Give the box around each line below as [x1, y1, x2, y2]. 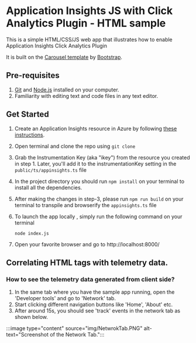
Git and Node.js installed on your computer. [14, 86, 119, 93]
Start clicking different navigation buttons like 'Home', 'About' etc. [14, 301, 173, 308]
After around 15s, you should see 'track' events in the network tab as [14, 307, 180, 314]
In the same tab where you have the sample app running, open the [14, 288, 175, 296]
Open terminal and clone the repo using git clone [14, 142, 136, 150]
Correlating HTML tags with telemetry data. [6, 257, 169, 267]
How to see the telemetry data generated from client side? [6, 275, 175, 283]
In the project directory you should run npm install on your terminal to [14, 178, 185, 185]
